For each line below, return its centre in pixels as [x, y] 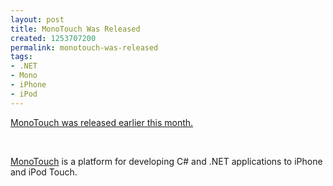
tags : [21, 57]
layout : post [37, 19]
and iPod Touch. [44, 172]
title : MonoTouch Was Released [75, 29]
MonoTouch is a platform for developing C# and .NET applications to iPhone [166, 161]
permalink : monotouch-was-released [84, 47]
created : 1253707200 [53, 38]
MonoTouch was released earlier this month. [102, 122]
